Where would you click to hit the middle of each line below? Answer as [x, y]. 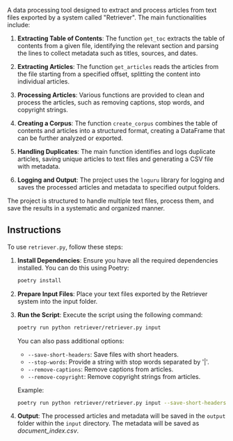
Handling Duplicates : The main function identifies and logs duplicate [116, 152]
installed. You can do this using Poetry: [73, 268]
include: [19, 25]
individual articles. [43, 82]
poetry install [39, 280]
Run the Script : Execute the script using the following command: [110, 315]
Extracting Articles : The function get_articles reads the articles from [118, 67]
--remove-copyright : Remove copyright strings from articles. [114, 376]
